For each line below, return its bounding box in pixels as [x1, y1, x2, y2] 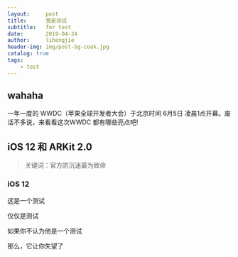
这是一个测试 [7, 196, 45, 204]
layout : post [7, 10, 59, 18]
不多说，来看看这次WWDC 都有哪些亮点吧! [13, 118, 139, 126]
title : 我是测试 [7, 17, 67, 24]
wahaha [7, 89, 44, 102]
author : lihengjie [7, 37, 75, 44]
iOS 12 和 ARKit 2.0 [7, 141, 92, 153]
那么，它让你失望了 [7, 241, 64, 250]
